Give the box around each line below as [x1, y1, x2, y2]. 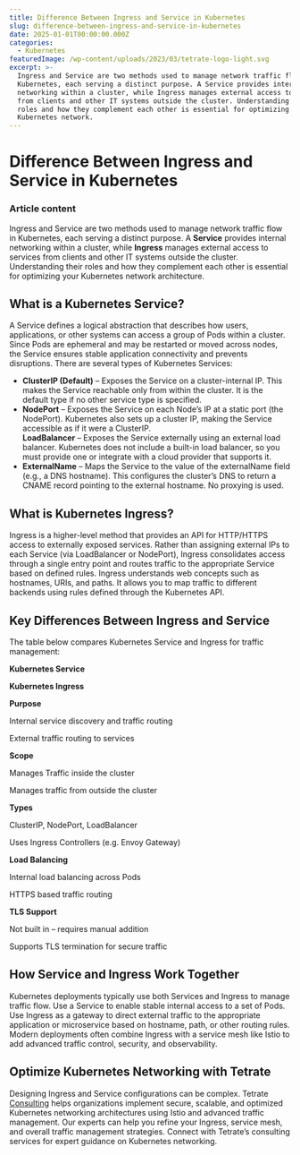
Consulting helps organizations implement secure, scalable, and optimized [9, 1098, 283, 1108]
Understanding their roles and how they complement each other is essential [9, 261, 288, 271]
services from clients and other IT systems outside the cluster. [9, 252, 239, 262]
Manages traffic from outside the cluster [9, 785, 158, 796]
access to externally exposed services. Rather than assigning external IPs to [9, 539, 290, 551]
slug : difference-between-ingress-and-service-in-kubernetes [9, 21, 242, 30]
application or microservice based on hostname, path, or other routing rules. [9, 1019, 290, 1030]
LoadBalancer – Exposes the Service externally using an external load [21, 432, 281, 443]
